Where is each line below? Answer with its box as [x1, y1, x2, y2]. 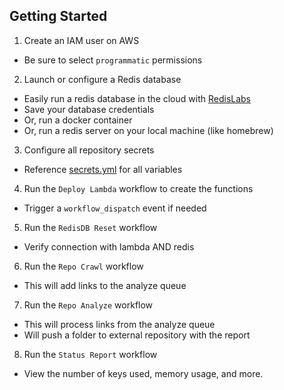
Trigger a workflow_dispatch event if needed [23, 202, 207, 214]
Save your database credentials [23, 103, 155, 115]
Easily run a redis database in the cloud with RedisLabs [23, 92, 252, 104]
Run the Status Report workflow [23, 348, 158, 360]
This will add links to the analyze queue [23, 279, 187, 291]
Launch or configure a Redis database [23, 73, 182, 85]
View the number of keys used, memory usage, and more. [23, 367, 264, 379]
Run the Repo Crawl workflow [23, 260, 144, 272]
